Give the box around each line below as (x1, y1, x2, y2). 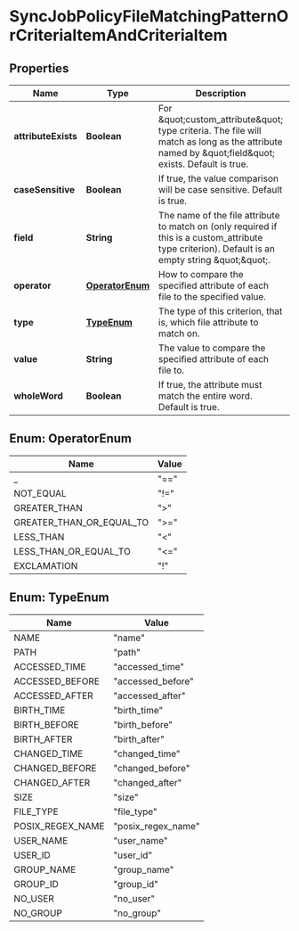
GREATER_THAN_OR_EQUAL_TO (13, 515, 149, 528)
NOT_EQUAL (13, 487, 67, 499)
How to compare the (158, 268, 244, 280)
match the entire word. (158, 390, 253, 402)
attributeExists (13, 130, 78, 142)
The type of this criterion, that (158, 305, 283, 317)
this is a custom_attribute (158, 232, 263, 243)
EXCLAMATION (13, 559, 78, 572)
